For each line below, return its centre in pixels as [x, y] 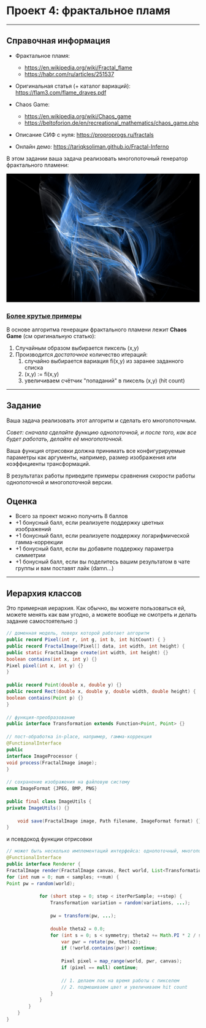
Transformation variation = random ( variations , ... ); [120, 903]
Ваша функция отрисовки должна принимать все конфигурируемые [96, 450]
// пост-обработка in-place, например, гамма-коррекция [79, 737]
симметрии [30, 555]
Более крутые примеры [44, 316]
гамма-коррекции [39, 542]
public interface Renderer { [44, 864]
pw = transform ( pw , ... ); [83, 916]
